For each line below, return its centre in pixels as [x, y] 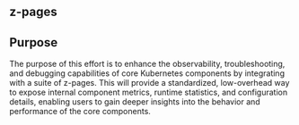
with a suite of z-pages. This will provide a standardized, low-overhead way [149, 83]
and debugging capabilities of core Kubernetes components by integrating [147, 73]
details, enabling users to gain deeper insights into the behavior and [135, 102]
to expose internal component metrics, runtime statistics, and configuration [149, 92]
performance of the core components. [80, 112]
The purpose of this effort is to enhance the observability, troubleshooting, [147, 64]
